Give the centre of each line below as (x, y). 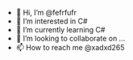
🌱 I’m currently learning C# (60, 30)
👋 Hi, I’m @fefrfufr (46, 13)
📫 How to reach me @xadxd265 (70, 47)
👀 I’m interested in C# (52, 21)
